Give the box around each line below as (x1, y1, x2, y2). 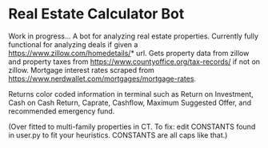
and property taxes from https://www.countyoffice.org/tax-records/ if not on (8, 57, 261, 66)
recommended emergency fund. (8, 106, 115, 116)
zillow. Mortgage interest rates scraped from (8, 65, 154, 74)
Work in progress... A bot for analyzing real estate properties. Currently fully (8, 31, 258, 41)
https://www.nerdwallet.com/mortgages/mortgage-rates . (8, 74, 197, 83)
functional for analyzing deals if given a (8, 39, 138, 49)
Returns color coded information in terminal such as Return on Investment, (8, 89, 254, 98)
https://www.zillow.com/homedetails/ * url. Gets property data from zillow (8, 48, 250, 58)
